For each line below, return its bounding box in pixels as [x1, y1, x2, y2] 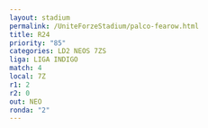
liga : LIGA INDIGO [9, 55, 78, 64]
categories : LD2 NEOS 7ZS [9, 47, 106, 56]
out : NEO [9, 96, 42, 106]
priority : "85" [9, 38, 67, 48]
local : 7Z [9, 72, 47, 81]
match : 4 [9, 64, 42, 73]
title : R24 [9, 30, 50, 39]
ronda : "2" [9, 105, 50, 114]
